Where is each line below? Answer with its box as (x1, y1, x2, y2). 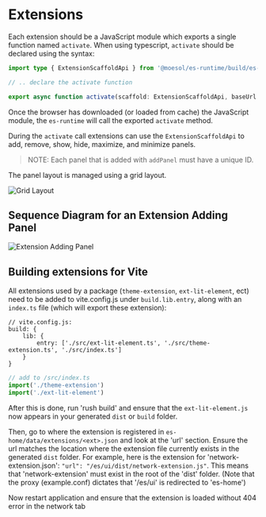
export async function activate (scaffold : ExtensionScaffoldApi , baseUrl (8, 93, 257, 101)
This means (211, 461, 249, 470)
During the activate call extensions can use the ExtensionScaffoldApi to (8, 131, 245, 141)
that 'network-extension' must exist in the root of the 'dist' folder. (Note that (8, 469, 255, 478)
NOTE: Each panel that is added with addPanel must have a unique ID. (27, 155, 254, 164)
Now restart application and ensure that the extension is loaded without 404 (8, 492, 257, 502)
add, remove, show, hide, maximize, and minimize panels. (8, 139, 196, 149)
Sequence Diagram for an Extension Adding (8, 208, 228, 222)
